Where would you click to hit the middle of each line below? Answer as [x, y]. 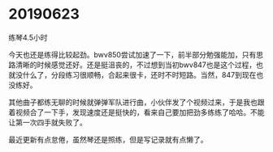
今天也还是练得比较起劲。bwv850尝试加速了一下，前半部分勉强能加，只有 [132, 54]
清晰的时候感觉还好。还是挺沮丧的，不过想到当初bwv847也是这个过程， [136, 65]
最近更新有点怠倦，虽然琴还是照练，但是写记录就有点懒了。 [108, 139]
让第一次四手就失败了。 [48, 122]
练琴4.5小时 [28, 37]
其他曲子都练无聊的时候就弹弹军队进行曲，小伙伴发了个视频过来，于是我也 [133, 102]
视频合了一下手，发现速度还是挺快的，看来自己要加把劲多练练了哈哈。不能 [140, 112]
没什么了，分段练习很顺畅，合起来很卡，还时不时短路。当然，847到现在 [136, 74]
